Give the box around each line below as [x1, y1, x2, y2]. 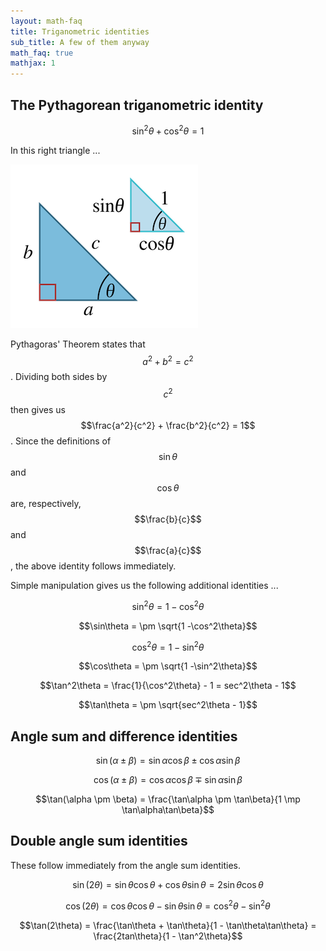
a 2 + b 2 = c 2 [142, 353, 194, 367]
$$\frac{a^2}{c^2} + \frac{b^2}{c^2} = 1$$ [80, 419, 256, 431]
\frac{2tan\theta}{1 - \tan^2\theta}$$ [93, 930, 243, 942]
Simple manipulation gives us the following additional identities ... [10, 579, 279, 591]
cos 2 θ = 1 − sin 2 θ [131, 639, 205, 653]
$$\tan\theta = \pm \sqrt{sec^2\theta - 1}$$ [78, 699, 258, 711]
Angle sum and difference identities [10, 728, 238, 745]
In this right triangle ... [10, 144, 101, 156]
